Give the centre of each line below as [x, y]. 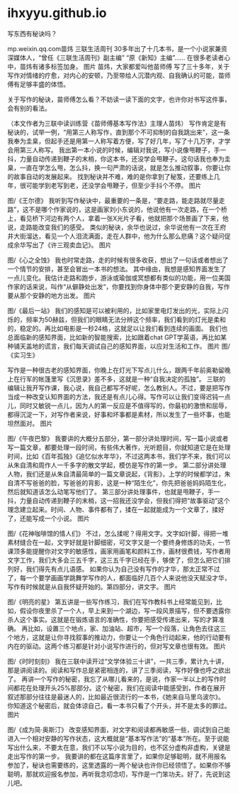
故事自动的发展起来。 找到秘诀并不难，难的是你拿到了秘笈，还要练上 [113, 176]
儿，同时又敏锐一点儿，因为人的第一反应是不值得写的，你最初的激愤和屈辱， [119, 406]
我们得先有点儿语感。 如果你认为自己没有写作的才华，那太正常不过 [123, 569]
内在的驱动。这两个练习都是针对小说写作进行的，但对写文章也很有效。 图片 [117, 646]
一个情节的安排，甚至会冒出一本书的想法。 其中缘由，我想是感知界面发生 [114, 268]
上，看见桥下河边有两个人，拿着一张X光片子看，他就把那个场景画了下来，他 [118, 218]
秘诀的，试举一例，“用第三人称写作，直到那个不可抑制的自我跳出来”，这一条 [119, 132]
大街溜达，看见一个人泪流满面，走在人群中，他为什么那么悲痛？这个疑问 [119, 236]
